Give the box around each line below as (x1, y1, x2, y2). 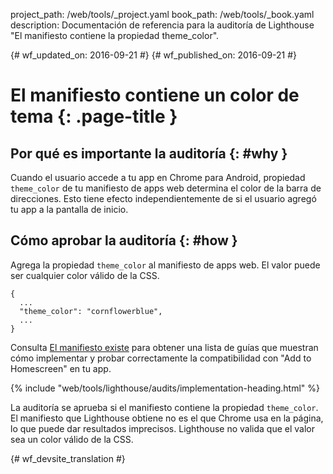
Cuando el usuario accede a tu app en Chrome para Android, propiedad (10, 172, 306, 183)
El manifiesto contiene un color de (10, 84, 300, 107)
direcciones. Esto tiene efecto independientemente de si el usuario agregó (10, 193, 317, 204)
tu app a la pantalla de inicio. (10, 204, 129, 215)
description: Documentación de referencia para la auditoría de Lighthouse (10, 19, 315, 31)
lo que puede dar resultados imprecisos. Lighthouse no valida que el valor (10, 422, 315, 434)
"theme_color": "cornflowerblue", (19, 306, 163, 316)
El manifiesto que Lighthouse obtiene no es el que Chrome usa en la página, (10, 412, 324, 424)
